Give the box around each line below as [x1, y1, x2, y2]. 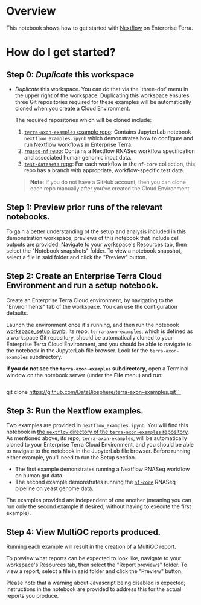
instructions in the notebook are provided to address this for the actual [6, 586, 182, 593]
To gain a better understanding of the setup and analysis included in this [6, 228, 187, 235]
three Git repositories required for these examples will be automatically [14, 98, 191, 105]
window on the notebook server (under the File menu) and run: [6, 371, 163, 378]
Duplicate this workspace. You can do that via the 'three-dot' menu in [14, 85, 188, 92]
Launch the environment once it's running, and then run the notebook [6, 321, 179, 328]
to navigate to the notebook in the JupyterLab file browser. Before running [6, 447, 191, 455]
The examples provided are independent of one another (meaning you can [6, 497, 192, 504]
